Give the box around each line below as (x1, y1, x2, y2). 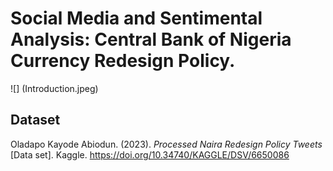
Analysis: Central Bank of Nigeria (10, 28, 292, 51)
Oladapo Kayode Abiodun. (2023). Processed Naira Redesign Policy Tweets (10, 138, 323, 150)
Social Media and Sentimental (10, 7, 263, 30)
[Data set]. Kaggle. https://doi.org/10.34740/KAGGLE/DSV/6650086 (10, 148, 290, 161)
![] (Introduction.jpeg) (10, 82, 99, 94)
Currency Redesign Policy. (10, 50, 236, 72)
